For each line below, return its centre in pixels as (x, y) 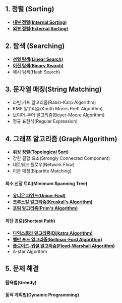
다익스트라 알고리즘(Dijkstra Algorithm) (53, 233)
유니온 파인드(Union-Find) (39, 196)
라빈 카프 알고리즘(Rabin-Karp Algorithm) (54, 102)
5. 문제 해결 (22, 269)
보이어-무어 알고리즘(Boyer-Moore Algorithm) (58, 115)
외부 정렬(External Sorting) (40, 28)
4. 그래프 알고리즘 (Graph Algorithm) (61, 139)
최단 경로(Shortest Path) (30, 221)
